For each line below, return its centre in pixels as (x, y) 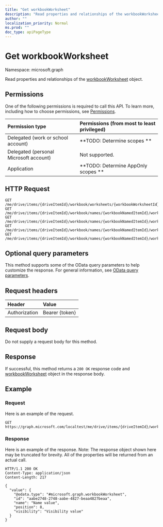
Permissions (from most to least (118, 123)
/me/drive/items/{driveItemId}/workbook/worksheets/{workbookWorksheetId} (82, 204)
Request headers (32, 291)
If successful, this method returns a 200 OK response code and (67, 368)
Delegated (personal (31, 151)
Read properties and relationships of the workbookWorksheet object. (74, 79)
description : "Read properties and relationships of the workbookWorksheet (83, 14)
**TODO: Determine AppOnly (114, 165)
